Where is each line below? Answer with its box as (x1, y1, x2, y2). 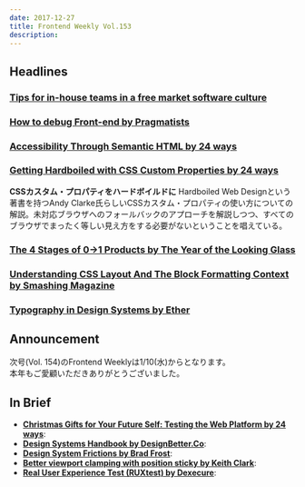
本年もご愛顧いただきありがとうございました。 (9, 368, 184, 379)
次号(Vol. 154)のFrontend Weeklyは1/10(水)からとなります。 (9, 356, 231, 368)
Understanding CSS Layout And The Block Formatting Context (9, 267, 290, 280)
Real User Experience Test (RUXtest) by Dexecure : (22, 467, 217, 478)
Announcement (9, 331, 100, 346)
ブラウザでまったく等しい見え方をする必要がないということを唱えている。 (9, 220, 288, 231)
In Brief (9, 394, 52, 410)
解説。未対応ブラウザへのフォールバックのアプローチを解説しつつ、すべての (9, 208, 295, 219)
